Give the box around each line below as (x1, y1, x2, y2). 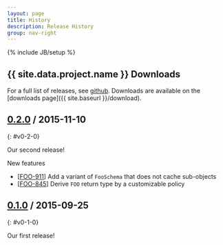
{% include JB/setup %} (7, 48, 76, 57)
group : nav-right (7, 29, 57, 37)
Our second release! (7, 146, 65, 154)
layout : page (7, 10, 45, 17)
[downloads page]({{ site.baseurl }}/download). (7, 94, 142, 102)
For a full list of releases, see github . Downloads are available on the (7, 87, 201, 95)
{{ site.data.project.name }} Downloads (7, 68, 181, 80)
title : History (7, 17, 51, 23)
